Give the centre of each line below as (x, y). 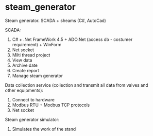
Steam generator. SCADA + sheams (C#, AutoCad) (56, 20)
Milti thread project (31, 55)
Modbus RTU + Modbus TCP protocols (51, 105)
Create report (26, 70)
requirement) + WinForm (37, 44)
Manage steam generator (37, 76)
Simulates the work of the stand (44, 129)
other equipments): (24, 90)
